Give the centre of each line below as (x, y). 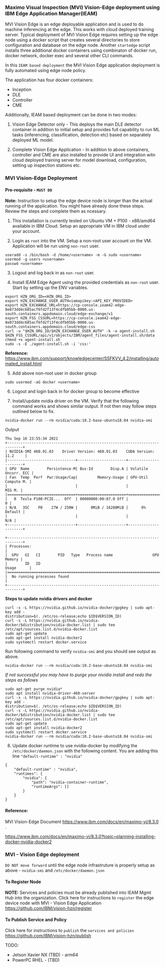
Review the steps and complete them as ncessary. (56, 211)
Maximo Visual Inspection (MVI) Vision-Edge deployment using (82, 7)
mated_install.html (24, 364)
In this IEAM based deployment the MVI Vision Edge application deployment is (82, 65)
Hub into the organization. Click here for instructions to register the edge (80, 898)
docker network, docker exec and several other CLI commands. (69, 56)
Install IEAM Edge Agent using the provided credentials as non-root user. (86, 282)
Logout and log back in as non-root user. (53, 273)
